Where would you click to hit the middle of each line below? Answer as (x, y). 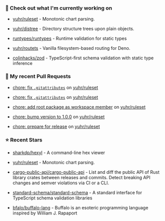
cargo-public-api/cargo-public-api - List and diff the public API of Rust (86, 172)
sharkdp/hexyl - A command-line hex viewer (59, 153)
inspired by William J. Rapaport (45, 213)
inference (22, 63)
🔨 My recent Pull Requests (38, 77)
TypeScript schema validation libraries (52, 198)
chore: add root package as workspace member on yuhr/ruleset (79, 107)
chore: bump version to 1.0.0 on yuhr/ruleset (59, 117)
